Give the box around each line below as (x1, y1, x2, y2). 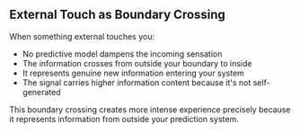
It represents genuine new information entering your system (22, 67, 245, 78)
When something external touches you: (9, 31, 155, 41)
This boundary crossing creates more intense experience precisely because (9, 103, 291, 115)
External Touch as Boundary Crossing (9, 7, 226, 22)
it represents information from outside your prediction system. (9, 113, 240, 124)
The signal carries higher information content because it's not (22, 76, 251, 88)
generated (22, 86, 61, 97)
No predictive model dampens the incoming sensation (22, 49, 223, 59)
